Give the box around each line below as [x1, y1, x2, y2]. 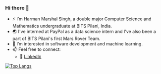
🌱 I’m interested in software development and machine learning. [12, 41, 143, 47]
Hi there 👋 [5, 4, 30, 11]
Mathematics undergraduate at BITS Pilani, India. [12, 23, 112, 29]
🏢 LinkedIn [19, 54, 42, 60]
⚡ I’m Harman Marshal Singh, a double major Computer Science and [12, 16, 152, 22]
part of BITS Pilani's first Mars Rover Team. [12, 36, 101, 41]
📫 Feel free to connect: [12, 46, 61, 52]
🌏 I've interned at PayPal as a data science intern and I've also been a [12, 29, 156, 35]
